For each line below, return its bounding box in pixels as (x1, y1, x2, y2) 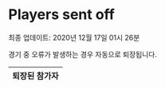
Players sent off (8, 6, 116, 24)
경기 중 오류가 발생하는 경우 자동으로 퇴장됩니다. (8, 49, 158, 59)
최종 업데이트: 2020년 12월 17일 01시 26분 (8, 33, 140, 42)
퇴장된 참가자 (12, 70, 59, 81)
